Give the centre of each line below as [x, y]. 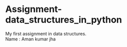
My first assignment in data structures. [46, 33]
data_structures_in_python [64, 20]
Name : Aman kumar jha [31, 39]
